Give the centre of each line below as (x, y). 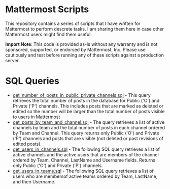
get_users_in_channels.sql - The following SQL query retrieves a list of (86, 149)
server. (13, 60)
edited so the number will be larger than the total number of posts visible (89, 111)
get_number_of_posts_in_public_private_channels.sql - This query (81, 95)
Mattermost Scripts (47, 9)
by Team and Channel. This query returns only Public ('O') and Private (86, 133)
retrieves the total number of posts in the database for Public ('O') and (86, 100)
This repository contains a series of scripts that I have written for (73, 23)
